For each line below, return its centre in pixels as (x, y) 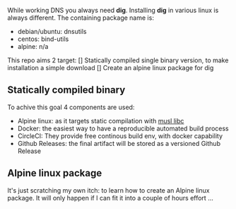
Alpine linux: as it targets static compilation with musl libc (101, 120)
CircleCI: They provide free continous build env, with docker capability (120, 136)
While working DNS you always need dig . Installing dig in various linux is (113, 10)
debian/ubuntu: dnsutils (52, 32)
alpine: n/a (33, 46)
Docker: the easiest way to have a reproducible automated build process (123, 128)
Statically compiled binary (66, 90)
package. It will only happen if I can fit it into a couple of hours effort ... (110, 198)
